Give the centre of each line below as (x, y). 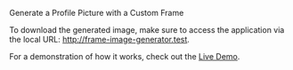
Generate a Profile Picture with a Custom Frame (97, 13)
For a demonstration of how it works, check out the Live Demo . (125, 56)
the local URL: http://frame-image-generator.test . (99, 39)
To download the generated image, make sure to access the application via (147, 30)
